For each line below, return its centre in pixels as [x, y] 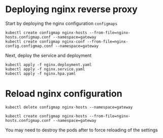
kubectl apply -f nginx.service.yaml [45, 69]
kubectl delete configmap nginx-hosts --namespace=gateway [69, 107]
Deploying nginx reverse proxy [72, 9]
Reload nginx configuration [64, 94]
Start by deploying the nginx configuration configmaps [61, 23]
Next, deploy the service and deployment [48, 55]
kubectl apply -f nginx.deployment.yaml [49, 64]
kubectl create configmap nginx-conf [45, 42]
